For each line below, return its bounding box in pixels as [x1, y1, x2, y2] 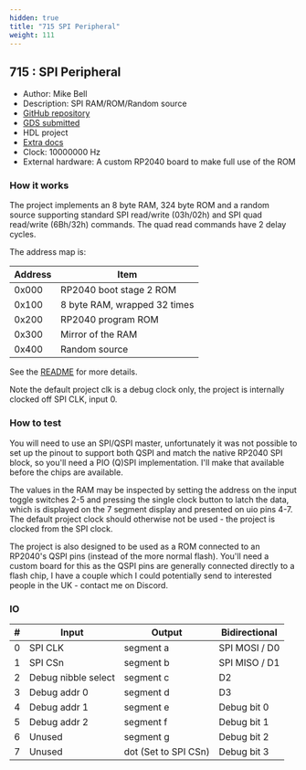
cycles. [9, 229, 37, 240]
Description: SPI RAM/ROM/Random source [22, 98, 187, 110]
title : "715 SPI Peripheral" [9, 22, 121, 31]
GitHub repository [22, 108, 90, 119]
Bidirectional [220, 627, 278, 639]
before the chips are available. [9, 467, 123, 478]
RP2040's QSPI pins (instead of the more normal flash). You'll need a [9, 550, 269, 562]
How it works [9, 179, 69, 192]
